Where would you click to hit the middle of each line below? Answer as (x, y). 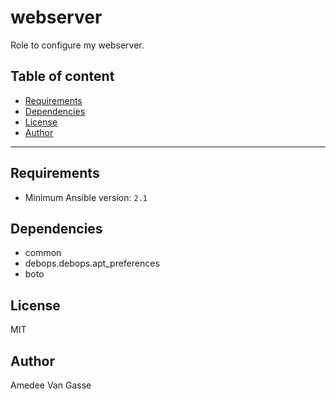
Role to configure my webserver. (77, 45)
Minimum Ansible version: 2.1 (86, 197)
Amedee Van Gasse (51, 385)
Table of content (62, 76)
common (43, 253)
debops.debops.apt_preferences (92, 263)
